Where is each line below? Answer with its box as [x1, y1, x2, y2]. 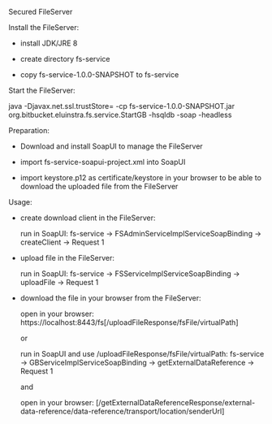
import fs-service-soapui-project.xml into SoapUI [19, 158, 186, 167]
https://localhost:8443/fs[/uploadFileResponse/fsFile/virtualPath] [19, 318, 239, 327]
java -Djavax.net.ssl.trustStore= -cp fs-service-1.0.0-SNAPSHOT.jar [8, 102, 235, 110]
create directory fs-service [19, 54, 110, 63]
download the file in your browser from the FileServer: [19, 293, 201, 303]
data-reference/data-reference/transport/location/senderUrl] [19, 406, 225, 416]
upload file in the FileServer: [19, 253, 115, 262]
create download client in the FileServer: [19, 213, 156, 223]
